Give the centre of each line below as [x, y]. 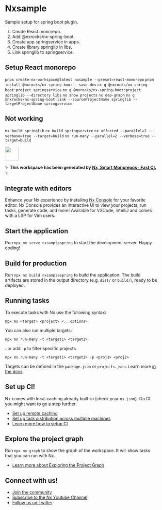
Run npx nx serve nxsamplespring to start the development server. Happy [79, 243]
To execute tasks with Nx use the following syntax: [56, 312]
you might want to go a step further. [41, 404]
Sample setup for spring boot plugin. [42, 22]
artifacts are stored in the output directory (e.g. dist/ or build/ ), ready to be [81, 280]
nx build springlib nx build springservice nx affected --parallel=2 [76, 131]
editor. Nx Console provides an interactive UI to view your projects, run [76, 205]
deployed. [15, 285]
